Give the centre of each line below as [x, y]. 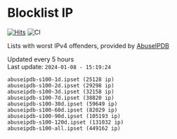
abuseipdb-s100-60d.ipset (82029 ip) [63, 110]
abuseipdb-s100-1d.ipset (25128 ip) [61, 79]
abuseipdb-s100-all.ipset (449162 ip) [64, 128]
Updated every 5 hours [41, 59]
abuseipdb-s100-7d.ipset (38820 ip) [61, 98]
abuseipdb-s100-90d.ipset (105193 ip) [64, 116]
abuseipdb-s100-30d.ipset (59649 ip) [63, 104]
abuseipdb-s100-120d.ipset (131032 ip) [66, 122]
